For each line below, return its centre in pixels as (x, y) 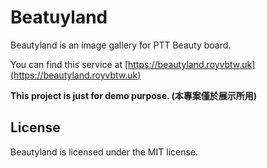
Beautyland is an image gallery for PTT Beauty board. (121, 45)
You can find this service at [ (69, 64)
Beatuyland (59, 17)
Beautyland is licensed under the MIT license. (104, 152)
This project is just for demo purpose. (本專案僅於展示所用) (134, 95)
